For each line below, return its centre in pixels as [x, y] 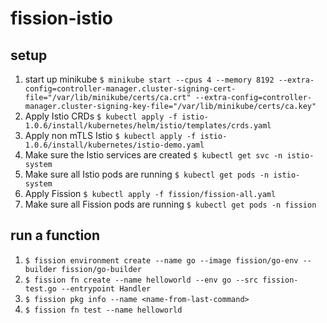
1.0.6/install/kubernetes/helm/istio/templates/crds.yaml [148, 126]
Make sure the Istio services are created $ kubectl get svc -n [153, 155]
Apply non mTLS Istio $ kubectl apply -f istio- [126, 135]
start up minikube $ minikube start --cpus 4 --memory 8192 [149, 79]
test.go [40, 288]
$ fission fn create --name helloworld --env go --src [141, 280]
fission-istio [61, 18]
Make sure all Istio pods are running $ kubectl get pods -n [147, 174]
